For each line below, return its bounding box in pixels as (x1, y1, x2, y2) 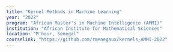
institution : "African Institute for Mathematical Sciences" (6, 25, 163, 32)
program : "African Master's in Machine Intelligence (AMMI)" (6, 20, 163, 26)
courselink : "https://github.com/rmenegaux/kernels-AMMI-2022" (6, 36, 168, 42)
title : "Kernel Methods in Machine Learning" (6, 8, 122, 15)
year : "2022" (6, 14, 39, 20)
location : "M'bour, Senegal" (6, 31, 79, 37)
